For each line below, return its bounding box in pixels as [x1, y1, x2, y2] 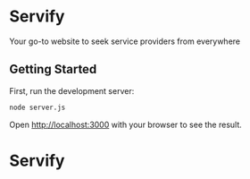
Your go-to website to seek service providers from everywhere [9, 36, 241, 47]
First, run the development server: [9, 85, 135, 96]
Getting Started [9, 62, 97, 77]
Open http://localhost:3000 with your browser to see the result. [9, 119, 243, 130]
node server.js [9, 103, 66, 112]
